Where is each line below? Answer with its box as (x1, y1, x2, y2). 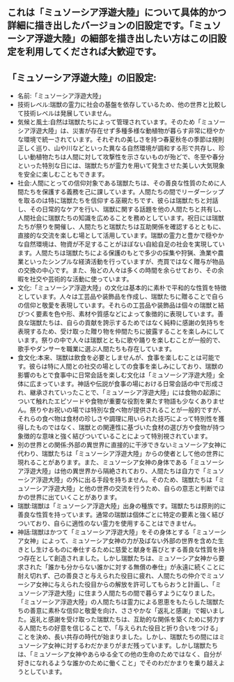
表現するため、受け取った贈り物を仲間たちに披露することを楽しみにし (17, 327, 219, 336)
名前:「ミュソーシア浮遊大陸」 (17, 91, 105, 100)
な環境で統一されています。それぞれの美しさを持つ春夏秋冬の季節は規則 (17, 135, 224, 144)
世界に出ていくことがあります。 (29, 493, 121, 501)
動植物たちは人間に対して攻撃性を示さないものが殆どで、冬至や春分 (29, 153, 225, 161)
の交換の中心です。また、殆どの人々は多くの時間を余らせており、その (17, 266, 218, 274)
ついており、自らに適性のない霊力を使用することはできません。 (17, 519, 200, 528)
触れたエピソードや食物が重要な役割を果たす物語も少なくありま (36, 397, 219, 406)
